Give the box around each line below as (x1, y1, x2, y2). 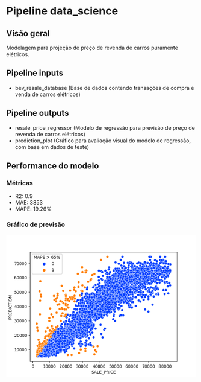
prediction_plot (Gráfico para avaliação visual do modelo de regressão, (14, 137, 191, 144)
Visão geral (6, 28, 50, 39)
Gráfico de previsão (6, 220, 65, 229)
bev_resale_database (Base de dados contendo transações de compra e (14, 84, 194, 91)
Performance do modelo (6, 161, 99, 171)
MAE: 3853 (14, 199, 43, 206)
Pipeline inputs (6, 68, 64, 78)
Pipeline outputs (6, 108, 69, 118)
